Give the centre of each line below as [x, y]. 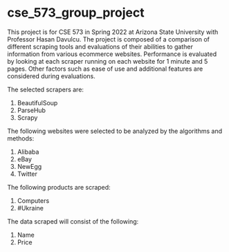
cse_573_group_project [76, 13]
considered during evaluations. [51, 76]
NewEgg [29, 166]
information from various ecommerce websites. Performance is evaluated [112, 54]
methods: [21, 138]
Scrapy [27, 117]
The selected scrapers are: [46, 89]
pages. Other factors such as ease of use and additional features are [105, 69]
